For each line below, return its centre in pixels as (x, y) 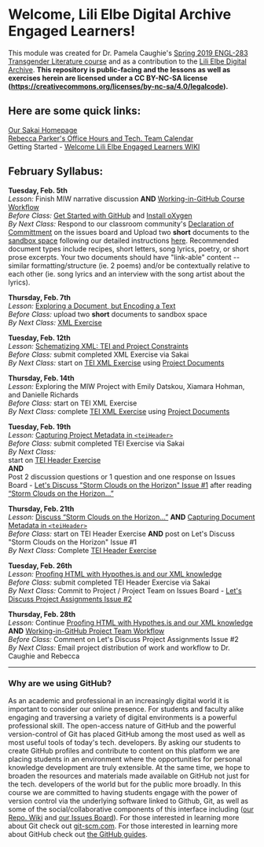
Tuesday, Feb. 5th (38, 190)
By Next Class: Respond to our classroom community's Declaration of (121, 224)
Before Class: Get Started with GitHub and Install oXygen (100, 215)
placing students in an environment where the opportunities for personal (125, 759)
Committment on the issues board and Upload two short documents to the (129, 232)
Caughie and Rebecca (44, 656)
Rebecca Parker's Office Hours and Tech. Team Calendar (101, 138)
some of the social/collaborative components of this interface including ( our (131, 809)
